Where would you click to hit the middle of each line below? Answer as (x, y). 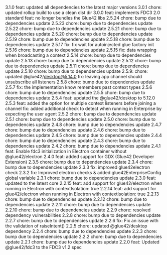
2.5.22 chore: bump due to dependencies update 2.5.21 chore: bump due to (83, 29)
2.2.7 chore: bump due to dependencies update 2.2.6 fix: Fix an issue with (82, 221)
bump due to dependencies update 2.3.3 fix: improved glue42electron (78, 167)
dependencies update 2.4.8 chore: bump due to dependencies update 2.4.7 (83, 124)
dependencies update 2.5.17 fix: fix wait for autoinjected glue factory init (80, 44)
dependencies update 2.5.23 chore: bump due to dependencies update (79, 23)
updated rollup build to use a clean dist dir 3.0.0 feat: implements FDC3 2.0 (83, 13)
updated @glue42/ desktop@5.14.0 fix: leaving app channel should (74, 77)
